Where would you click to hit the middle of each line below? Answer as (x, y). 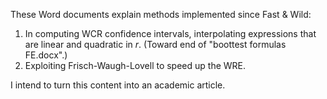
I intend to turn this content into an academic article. (118, 85)
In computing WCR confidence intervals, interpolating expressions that (170, 33)
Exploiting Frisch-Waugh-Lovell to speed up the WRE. (135, 65)
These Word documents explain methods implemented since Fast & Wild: (161, 14)
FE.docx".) (46, 55)
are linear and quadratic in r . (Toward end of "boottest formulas (155, 44)
